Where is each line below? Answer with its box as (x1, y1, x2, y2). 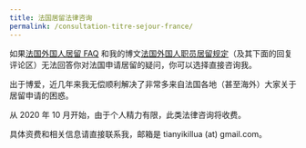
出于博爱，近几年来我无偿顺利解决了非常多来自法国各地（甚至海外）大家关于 (9, 78, 297, 89)
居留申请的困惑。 (9, 90, 74, 101)
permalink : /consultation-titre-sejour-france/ (9, 22, 194, 31)
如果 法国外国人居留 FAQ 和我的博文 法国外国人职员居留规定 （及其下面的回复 (9, 47, 293, 59)
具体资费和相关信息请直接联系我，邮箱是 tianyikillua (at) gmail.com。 (9, 128, 267, 139)
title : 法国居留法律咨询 (9, 13, 93, 23)
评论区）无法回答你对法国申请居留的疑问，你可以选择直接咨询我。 (9, 59, 257, 70)
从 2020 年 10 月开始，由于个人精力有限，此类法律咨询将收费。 (9, 109, 247, 120)
